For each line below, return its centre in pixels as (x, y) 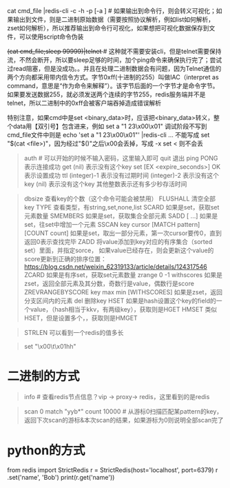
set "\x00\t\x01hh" (50, 346)
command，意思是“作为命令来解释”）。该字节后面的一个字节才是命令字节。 (113, 86)
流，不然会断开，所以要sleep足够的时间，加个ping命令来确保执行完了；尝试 (115, 60)
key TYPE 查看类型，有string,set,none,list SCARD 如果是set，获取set (122, 207)
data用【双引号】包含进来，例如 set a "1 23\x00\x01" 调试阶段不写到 (110, 126)
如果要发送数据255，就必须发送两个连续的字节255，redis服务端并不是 (106, 94)
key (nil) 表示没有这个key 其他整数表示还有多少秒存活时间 (105, 184)
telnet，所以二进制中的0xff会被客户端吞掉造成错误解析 (84, 103)
